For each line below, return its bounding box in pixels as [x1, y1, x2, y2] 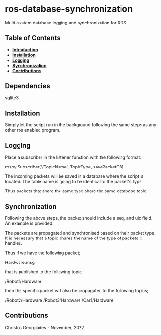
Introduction [12, 47, 38, 52]
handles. [5, 240, 22, 246]
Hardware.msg [5, 260, 35, 265]
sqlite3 [5, 95, 19, 101]
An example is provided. [5, 220, 54, 226]
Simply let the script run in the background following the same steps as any [5, 122, 157, 128]
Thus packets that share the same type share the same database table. [5, 188, 148, 194]
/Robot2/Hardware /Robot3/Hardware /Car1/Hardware [5, 297, 114, 303]
